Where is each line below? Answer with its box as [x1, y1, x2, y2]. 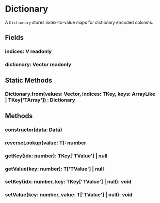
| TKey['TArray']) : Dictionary [5, 97, 75, 103]
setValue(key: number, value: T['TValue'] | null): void [5, 191, 133, 198]
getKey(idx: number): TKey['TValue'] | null [5, 152, 108, 159]
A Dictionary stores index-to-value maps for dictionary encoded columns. [5, 19, 154, 25]
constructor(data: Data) [5, 126, 62, 133]
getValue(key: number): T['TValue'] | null [5, 165, 104, 172]
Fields [5, 34, 24, 42]
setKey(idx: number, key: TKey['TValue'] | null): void [5, 178, 132, 185]
